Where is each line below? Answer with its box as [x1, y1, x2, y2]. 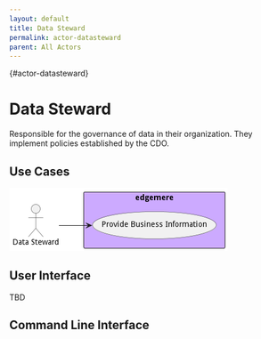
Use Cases [9, 164, 70, 179]
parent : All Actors [9, 43, 82, 52]
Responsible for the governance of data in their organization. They [9, 129, 253, 140]
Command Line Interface [9, 318, 150, 333]
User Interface [9, 268, 92, 284]
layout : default [9, 14, 69, 23]
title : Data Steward [9, 23, 86, 33]
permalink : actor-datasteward [9, 33, 122, 42]
